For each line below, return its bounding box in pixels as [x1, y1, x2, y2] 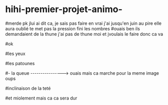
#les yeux [5, 50, 26, 57]
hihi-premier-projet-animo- [5, 4, 123, 15]
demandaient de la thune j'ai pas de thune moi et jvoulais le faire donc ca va [5, 31, 163, 37]
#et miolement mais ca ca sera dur [5, 95, 77, 101]
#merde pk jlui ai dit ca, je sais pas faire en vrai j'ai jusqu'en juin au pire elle [5, 20, 162, 26]
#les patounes [5, 60, 35, 66]
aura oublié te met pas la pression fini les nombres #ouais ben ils [5, 25, 140, 31]
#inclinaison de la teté [5, 85, 51, 91]
